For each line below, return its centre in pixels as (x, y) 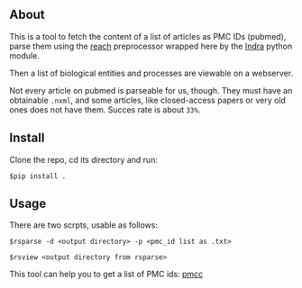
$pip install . (38, 176)
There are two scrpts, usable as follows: (83, 225)
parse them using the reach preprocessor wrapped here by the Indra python (151, 46)
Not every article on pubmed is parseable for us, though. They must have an (151, 90)
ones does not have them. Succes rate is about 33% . (105, 109)
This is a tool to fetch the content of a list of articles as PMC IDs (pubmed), (148, 36)
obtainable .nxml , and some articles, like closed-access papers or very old (148, 100)
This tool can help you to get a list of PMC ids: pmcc (106, 274)
